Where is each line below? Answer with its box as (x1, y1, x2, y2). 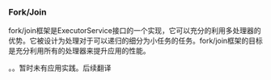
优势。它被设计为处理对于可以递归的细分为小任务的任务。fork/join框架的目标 (8, 36, 263, 46)
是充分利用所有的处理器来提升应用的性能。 (8, 46, 150, 56)
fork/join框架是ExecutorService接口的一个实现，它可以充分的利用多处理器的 (8, 26, 261, 36)
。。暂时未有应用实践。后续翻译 (8, 63, 112, 73)
